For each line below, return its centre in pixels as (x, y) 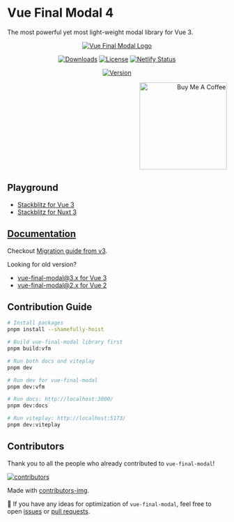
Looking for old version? (42, 264)
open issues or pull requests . (49, 511)
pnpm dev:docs (28, 406)
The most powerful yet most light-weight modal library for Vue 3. (100, 32)
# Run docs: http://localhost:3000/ (60, 399)
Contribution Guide (50, 307)
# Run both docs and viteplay (51, 361)
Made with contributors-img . (48, 490)
